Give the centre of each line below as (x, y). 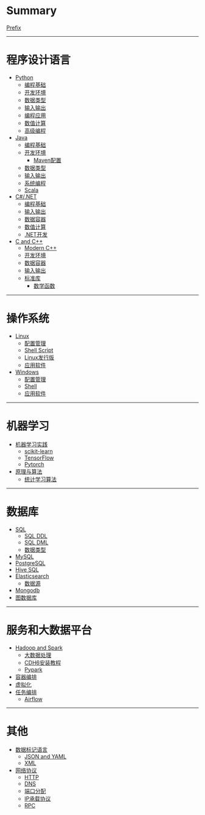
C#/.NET (26, 196)
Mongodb (27, 590)
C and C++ (29, 241)
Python (24, 77)
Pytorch (34, 464)
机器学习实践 (31, 444)
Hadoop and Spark (39, 648)
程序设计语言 (39, 60)
